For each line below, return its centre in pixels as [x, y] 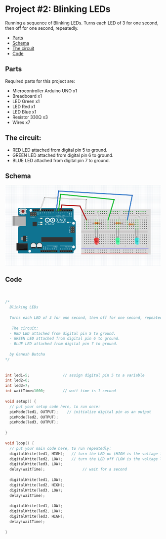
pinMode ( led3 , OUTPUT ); [34, 422]
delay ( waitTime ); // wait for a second [68, 470]
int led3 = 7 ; [17, 386]
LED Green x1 [26, 101]
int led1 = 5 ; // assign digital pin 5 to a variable [75, 375]
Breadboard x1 [27, 96]
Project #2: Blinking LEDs [58, 9]
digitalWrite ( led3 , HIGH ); [37, 517]
